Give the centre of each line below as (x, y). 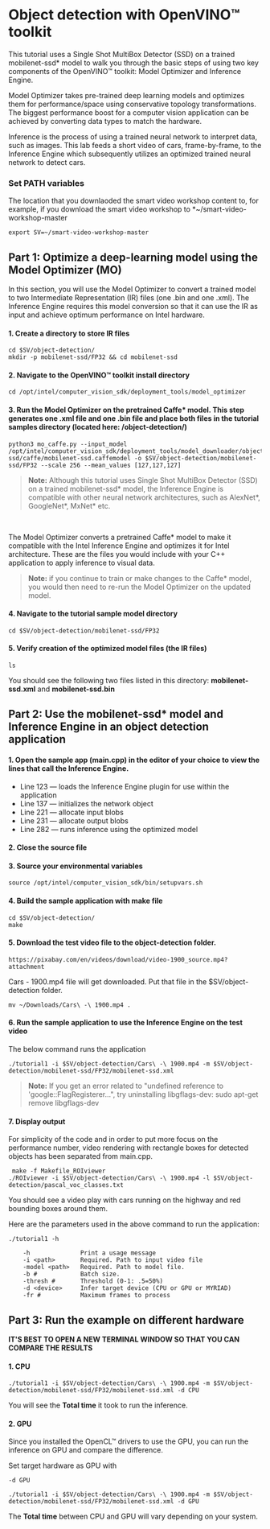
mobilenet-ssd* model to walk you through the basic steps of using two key (134, 63)
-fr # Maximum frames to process (97, 1296)
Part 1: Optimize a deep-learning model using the (133, 257)
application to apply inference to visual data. (82, 563)
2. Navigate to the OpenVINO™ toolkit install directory (99, 375)
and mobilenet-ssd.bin (76, 689)
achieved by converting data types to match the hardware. (105, 121)
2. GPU (20, 1424)
